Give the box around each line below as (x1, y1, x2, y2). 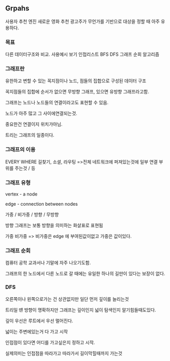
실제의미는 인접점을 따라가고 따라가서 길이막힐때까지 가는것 (5, 350, 123, 356)
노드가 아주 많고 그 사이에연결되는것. (5, 110, 77, 116)
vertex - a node (5, 191, 38, 197)
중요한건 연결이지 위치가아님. (5, 121, 63, 127)
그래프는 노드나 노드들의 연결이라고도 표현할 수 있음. (5, 100, 108, 106)
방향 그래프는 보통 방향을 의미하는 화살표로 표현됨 (5, 222, 103, 228)
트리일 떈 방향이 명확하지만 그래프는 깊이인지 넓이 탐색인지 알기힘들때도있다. (5, 306, 156, 313)
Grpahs (5, 4, 30, 13)
